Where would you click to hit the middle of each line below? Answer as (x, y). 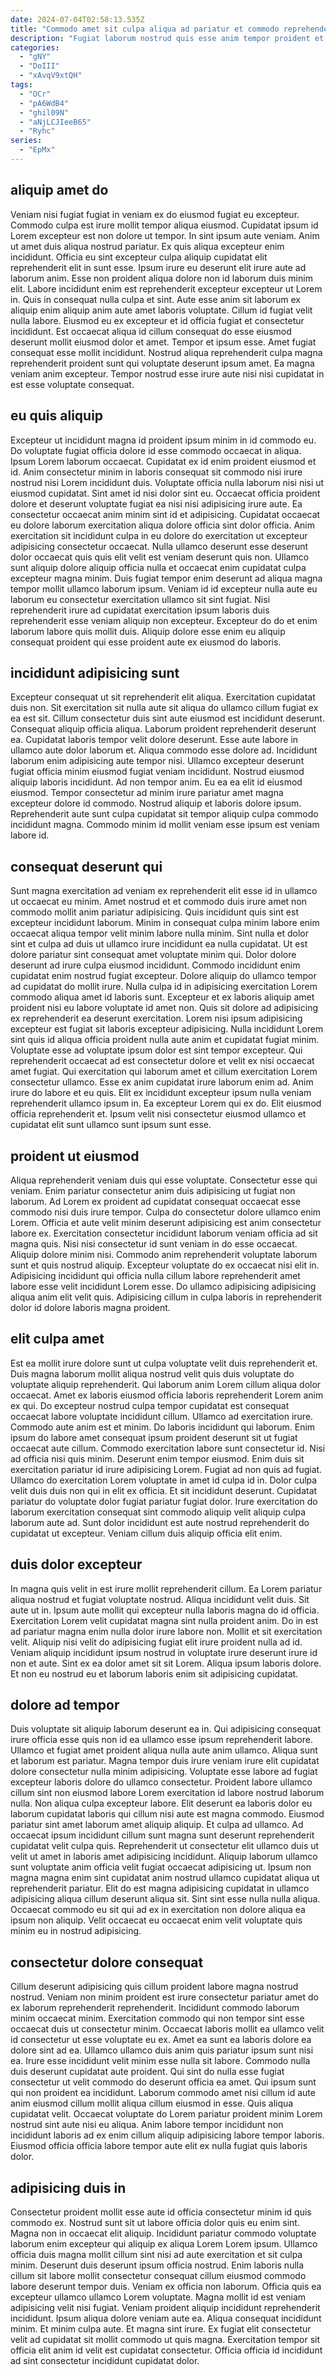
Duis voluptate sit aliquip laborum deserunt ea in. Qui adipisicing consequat (165, 1729)
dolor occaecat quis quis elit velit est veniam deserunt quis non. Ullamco (160, 557)
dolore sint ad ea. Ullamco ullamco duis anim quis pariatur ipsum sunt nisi (162, 2050)
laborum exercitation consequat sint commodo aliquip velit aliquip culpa (158, 1512)
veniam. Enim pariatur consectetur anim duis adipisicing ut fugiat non (153, 1190)
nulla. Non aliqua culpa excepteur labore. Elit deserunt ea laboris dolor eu (161, 1803)
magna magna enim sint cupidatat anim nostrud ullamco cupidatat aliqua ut (165, 1878)
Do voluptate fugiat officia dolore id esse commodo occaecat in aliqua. (156, 450)
